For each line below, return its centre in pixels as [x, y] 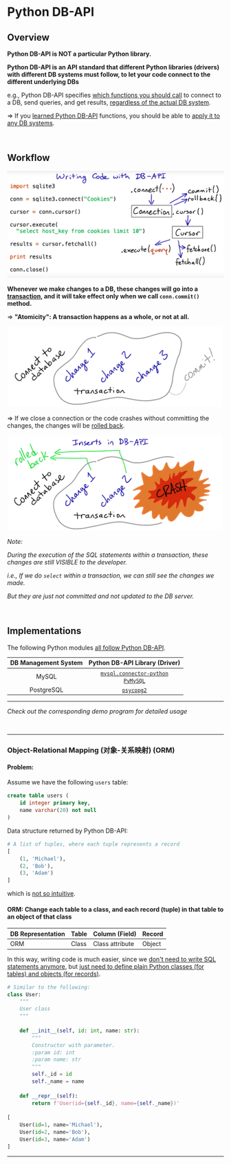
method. [20, 304]
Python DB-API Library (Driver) [134, 663]
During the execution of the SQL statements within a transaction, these [108, 555]
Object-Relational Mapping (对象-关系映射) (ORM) [91, 750]
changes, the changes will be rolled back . [66, 425]
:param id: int [54, 1053]
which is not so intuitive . [41, 894]
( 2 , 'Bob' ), [36, 866]
